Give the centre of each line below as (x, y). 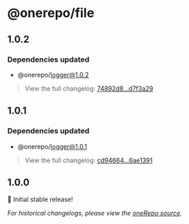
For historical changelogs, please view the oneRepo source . (95, 213)
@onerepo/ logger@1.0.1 (52, 146)
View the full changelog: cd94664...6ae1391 (88, 160)
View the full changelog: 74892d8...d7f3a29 (89, 88)
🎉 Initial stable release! (40, 199)
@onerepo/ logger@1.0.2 (53, 74)
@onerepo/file (51, 13)
